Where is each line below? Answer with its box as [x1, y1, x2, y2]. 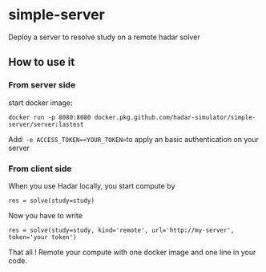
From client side [8, 163, 72, 174]
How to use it [8, 55, 75, 69]
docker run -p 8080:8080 [8, 113, 91, 121]
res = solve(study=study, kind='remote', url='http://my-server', [8, 226, 235, 234]
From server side [8, 79, 76, 91]
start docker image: [8, 98, 73, 108]
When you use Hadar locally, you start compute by [8, 181, 175, 190]
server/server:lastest [8, 120, 84, 128]
